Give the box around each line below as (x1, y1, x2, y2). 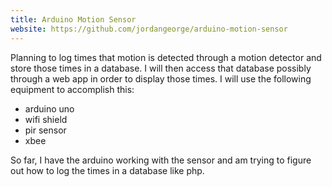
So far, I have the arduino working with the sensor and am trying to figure (10, 154, 312, 166)
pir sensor (24, 124, 67, 136)
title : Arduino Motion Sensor (10, 14, 137, 25)
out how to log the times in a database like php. (10, 164, 205, 176)
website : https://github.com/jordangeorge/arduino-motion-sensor (10, 24, 288, 34)
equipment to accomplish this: (10, 83, 135, 95)
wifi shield (24, 113, 68, 125)
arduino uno (24, 102, 75, 115)
